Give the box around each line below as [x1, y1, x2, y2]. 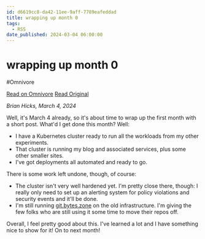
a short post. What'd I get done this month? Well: [6, 121, 130, 128]
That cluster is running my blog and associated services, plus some [15, 145, 186, 153]
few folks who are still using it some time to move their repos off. [15, 208, 179, 216]
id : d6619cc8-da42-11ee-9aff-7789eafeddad [6, 9, 117, 15]
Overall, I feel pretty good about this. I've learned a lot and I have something [6, 220, 198, 227]
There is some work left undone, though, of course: [6, 170, 137, 178]
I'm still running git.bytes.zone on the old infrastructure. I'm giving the [15, 202, 192, 209]
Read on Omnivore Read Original [6, 90, 89, 98]
